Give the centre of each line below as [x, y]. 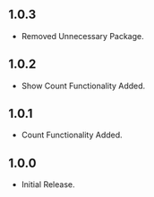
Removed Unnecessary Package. [82, 36]
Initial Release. [48, 185]
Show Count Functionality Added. [83, 86]
